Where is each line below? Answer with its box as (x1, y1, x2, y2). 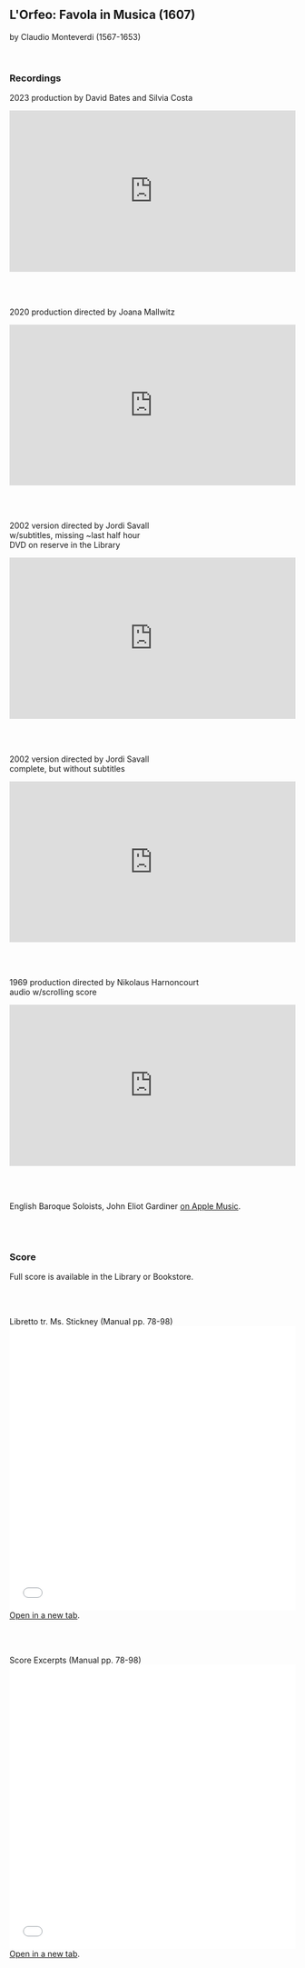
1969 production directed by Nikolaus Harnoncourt (9, 977, 200, 988)
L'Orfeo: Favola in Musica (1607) (9, 7, 196, 23)
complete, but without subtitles (9, 763, 125, 774)
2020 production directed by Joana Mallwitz (9, 306, 175, 317)
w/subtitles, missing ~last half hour (9, 530, 141, 541)
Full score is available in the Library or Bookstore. (9, 1271, 194, 1282)
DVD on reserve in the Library (9, 540, 121, 551)
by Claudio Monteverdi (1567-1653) (9, 31, 142, 42)
